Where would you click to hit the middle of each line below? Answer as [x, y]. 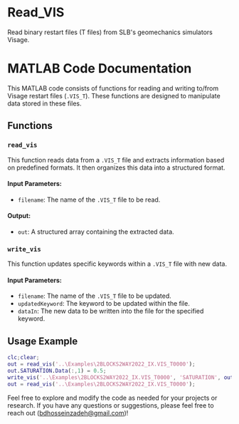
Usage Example [43, 341]
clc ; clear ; [23, 358]
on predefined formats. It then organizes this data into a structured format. [116, 167]
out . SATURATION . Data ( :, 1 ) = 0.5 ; [57, 371]
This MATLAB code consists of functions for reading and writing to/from [113, 88]
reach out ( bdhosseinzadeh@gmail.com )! [68, 413]
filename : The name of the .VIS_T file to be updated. [95, 296]
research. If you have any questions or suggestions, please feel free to [111, 405]
